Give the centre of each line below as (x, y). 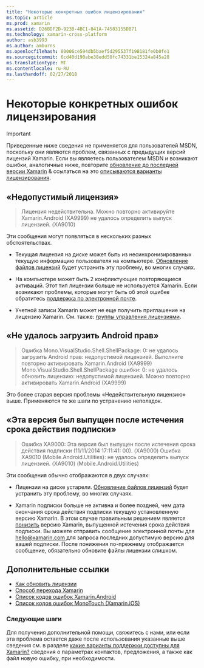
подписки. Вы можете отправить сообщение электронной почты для (105, 531)
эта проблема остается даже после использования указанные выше (96, 639)
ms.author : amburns (31, 46)
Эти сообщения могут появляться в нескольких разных (79, 236)
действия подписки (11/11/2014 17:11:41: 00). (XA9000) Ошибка (101, 451)
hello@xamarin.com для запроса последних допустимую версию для (104, 537)
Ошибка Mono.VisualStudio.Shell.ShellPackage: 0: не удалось (100, 350)
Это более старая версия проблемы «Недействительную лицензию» (96, 394)
